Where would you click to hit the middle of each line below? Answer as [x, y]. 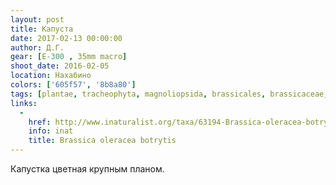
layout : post [37, 19]
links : [24, 103]
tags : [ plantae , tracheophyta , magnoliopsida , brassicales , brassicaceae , [169, 94]
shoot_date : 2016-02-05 [60, 66]
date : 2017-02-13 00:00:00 [66, 38]
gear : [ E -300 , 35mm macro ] [69, 57]
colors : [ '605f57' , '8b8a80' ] [73, 85]
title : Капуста [42, 29]
